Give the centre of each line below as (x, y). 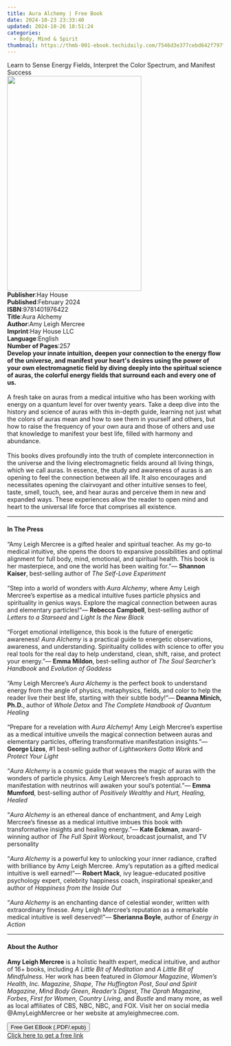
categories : (24, 33)
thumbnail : (23, 45)
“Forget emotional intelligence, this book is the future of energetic (100, 632)
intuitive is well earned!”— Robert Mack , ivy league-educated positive (107, 873)
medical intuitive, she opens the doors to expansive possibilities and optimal (115, 552)
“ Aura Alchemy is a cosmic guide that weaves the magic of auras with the (112, 771)
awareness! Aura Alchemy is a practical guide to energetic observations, (110, 639)
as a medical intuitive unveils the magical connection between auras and (110, 734)
